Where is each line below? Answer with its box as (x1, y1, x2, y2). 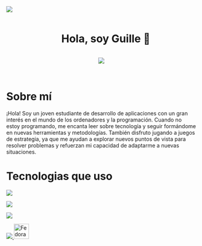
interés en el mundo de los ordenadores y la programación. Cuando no (6, 116, 182, 123)
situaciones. (6, 148, 37, 155)
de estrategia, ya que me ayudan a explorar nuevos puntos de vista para (6, 135, 186, 143)
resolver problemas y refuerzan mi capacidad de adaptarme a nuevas (6, 141, 180, 149)
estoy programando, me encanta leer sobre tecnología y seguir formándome (6, 122, 197, 129)
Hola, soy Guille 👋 (61, 32, 151, 46)
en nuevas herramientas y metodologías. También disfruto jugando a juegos (6, 129, 195, 136)
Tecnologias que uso (6, 169, 113, 183)
